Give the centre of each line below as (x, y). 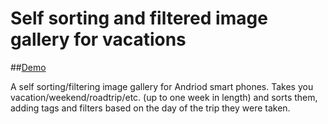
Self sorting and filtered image (139, 18)
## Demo (28, 67)
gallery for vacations (98, 39)
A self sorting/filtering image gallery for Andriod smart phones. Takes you (162, 86)
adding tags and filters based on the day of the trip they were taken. (150, 108)
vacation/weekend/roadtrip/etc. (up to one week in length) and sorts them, (164, 97)
